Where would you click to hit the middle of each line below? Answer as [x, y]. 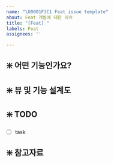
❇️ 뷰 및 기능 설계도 [38, 90]
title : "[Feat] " [28, 23]
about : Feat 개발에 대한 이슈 [40, 17]
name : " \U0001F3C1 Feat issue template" [58, 12]
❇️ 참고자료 [25, 153]
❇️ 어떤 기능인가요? [39, 65]
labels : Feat [22, 29]
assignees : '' [24, 34]
